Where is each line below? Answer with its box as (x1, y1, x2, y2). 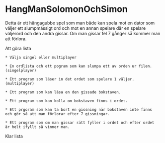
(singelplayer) (5, 68, 37, 73)
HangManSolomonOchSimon (5, 3, 128, 15)
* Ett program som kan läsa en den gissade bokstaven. (5, 89, 121, 95)
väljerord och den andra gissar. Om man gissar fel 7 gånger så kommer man (5, 30, 161, 36)
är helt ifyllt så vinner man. (5, 124, 70, 130)
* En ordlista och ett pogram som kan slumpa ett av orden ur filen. (5, 64, 153, 69)
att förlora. (5, 36, 27, 42)
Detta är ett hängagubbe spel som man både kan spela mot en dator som (5, 20, 155, 26)
